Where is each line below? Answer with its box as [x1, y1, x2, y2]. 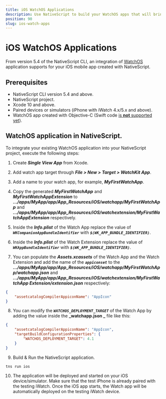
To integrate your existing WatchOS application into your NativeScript [5, 145, 146, 151]
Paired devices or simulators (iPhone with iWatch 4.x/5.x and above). [12, 107, 153, 113]
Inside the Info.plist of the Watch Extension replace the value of [12, 239, 143, 245]
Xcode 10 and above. [12, 102, 56, 108]
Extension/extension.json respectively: [29, 280, 110, 286]
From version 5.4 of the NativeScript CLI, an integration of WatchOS [5, 59, 143, 65]
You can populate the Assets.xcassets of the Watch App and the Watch [12, 254, 160, 260]
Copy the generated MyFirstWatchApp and [12, 188, 102, 194]
